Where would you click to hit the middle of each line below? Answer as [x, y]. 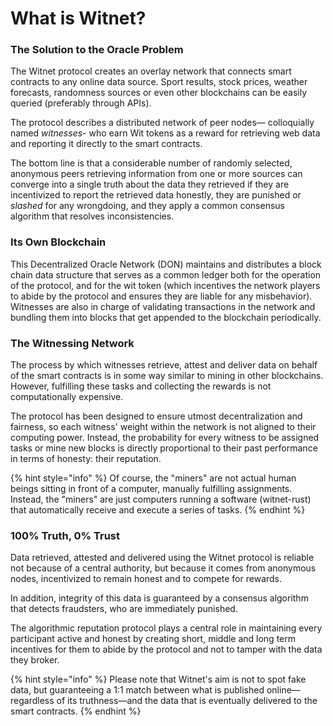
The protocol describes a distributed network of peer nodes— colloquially [162, 123]
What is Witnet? [78, 18]
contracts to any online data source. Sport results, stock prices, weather [159, 82]
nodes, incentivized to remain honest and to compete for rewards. [146, 579]
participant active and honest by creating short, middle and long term [153, 639]
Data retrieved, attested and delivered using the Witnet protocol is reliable [162, 558]
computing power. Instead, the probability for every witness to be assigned [165, 438]
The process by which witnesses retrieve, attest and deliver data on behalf [164, 365]
